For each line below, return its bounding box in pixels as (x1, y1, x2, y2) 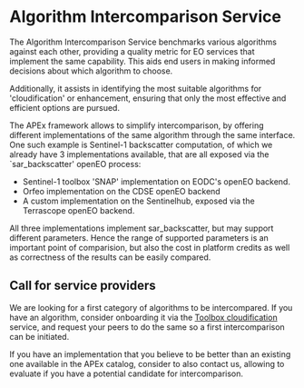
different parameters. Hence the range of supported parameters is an (9, 232, 270, 243)
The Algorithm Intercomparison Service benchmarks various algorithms (9, 36, 277, 47)
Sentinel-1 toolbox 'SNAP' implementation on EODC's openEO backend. (22, 175, 290, 187)
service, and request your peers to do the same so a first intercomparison (9, 321, 286, 333)
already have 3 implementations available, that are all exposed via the (9, 148, 270, 160)
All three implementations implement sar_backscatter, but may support (9, 223, 274, 234)
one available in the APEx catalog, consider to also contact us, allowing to (9, 358, 285, 369)
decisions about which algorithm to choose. (9, 65, 173, 76)
